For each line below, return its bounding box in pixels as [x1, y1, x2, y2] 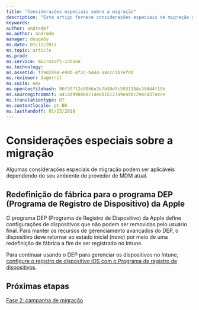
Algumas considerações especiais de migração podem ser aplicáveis [6, 166, 175, 173]
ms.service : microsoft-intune [6, 58, 81, 64]
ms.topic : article [6, 48, 52, 53]
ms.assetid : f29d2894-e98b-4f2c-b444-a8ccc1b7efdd [6, 69, 134, 75]
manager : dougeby [6, 36, 49, 42]
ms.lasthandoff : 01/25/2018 [6, 108, 76, 114]
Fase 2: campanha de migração [6, 296, 84, 303]
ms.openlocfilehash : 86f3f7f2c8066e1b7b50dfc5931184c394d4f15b [6, 86, 166, 92]
